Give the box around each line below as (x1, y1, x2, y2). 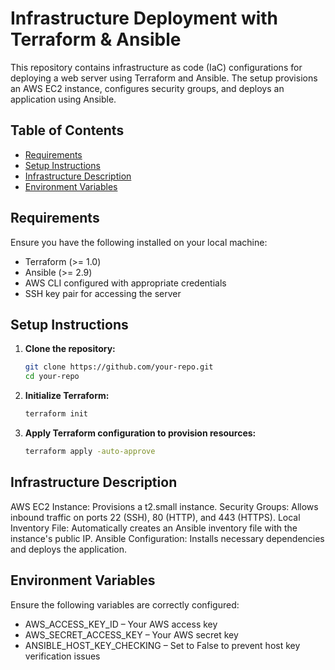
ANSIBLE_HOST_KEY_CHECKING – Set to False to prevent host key (24, 639, 301, 651)
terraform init (24, 409, 89, 419)
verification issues (24, 650, 101, 662)
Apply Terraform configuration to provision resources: (24, 427, 257, 439)
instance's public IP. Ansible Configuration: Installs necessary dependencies (10, 532, 325, 544)
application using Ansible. (10, 93, 117, 105)
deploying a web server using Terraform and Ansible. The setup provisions (10, 72, 318, 84)
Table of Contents (10, 122, 125, 139)
